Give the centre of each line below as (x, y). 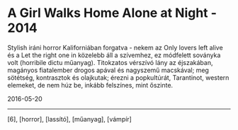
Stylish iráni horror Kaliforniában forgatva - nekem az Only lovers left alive (115, 47)
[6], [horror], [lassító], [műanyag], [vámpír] (70, 119)
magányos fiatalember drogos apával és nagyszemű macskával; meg (108, 70)
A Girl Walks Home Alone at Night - (112, 13)
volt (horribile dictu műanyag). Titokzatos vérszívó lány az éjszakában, (110, 62)
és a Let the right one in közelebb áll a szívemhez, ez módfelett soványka (114, 55)
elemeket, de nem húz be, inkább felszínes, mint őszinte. (90, 85)
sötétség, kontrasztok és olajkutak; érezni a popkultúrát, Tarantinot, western (118, 77)
